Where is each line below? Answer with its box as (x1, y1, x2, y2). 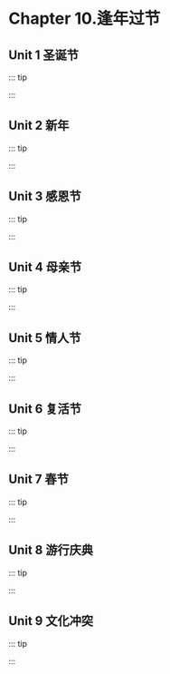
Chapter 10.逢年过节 (8, 8, 161, 29)
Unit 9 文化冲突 (8, 613, 94, 629)
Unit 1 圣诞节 (8, 47, 79, 63)
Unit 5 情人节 (8, 330, 81, 346)
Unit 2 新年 (8, 118, 70, 133)
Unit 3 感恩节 (8, 189, 82, 204)
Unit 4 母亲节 (8, 259, 82, 275)
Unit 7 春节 (8, 472, 69, 487)
